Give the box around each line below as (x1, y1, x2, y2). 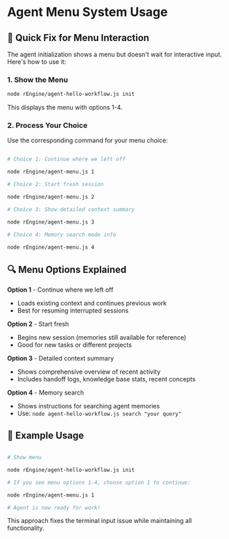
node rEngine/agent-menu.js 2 (7, 194, 95, 201)
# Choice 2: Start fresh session (7, 181, 104, 188)
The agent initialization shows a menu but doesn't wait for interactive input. (7, 50, 222, 58)
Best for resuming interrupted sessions (17, 306, 129, 315)
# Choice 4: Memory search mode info (7, 231, 117, 238)
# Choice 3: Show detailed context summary (7, 206, 135, 213)
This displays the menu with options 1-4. (7, 103, 123, 112)
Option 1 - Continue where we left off (7, 285, 114, 294)
